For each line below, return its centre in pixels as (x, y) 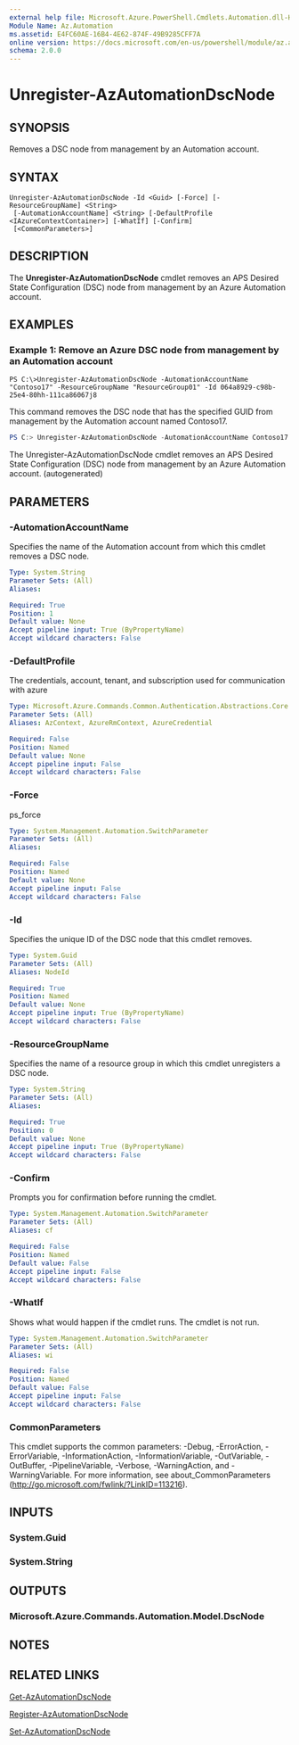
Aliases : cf (31, 1231)
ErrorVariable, (35, 1456)
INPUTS (31, 1513)
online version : (39, 42)
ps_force (25, 815)
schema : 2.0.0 (36, 51)
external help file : (48, 17)
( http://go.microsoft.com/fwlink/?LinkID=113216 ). (99, 1484)
